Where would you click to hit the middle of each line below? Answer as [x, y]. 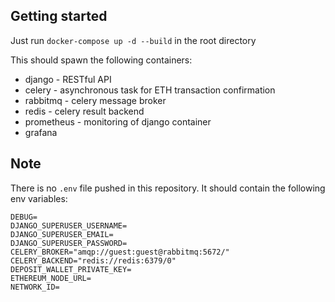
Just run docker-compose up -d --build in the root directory [133, 40]
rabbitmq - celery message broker [95, 100]
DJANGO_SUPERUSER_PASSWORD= [69, 243]
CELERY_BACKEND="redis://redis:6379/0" [93, 260]
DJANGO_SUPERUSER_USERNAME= [69, 225]
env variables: [39, 198]
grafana [41, 132]
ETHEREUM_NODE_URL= [51, 278]
